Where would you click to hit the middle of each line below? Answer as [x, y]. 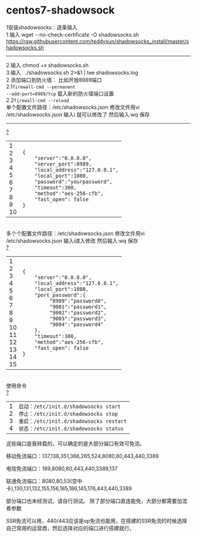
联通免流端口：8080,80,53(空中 [44, 481]
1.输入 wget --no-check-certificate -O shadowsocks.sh [73, 34]
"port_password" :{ [60, 295]
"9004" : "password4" [77, 324]
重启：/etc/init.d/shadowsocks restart [73, 421]
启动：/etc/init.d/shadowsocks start [70, 406]
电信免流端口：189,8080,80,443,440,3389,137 [62, 468]
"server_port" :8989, [63, 164]
